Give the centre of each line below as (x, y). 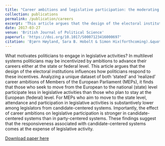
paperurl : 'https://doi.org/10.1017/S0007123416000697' (63, 37)
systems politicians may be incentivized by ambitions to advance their (76, 61)
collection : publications (31, 14)
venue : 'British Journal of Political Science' (55, 32)
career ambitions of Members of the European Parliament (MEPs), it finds (79, 82)
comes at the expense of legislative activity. (50, 129)
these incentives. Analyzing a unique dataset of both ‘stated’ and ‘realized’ (80, 76)
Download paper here (27, 138)
